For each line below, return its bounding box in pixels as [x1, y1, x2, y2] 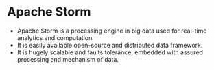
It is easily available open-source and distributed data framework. [16, 41, 203, 49]
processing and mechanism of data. [16, 55, 119, 63]
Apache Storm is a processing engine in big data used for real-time [16, 27, 207, 35]
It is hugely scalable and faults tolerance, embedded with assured [16, 48, 204, 56]
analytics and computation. [16, 33, 94, 41]
